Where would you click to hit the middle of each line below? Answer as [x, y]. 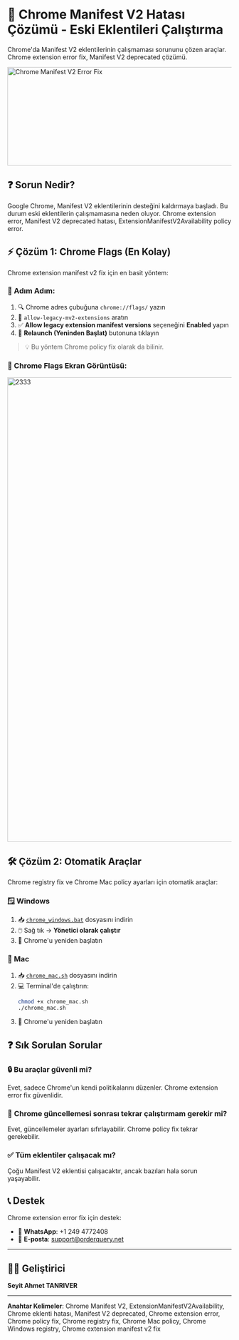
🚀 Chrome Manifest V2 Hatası [96, 15]
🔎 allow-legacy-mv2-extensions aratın [73, 317]
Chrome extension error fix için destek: [65, 1218]
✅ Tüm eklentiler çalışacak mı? [62, 1155]
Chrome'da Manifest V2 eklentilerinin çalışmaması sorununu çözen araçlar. [117, 49]
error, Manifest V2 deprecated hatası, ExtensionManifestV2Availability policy [119, 221]
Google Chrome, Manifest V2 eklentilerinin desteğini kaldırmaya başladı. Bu [118, 205]
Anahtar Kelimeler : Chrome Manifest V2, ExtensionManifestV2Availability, [116, 1306]
